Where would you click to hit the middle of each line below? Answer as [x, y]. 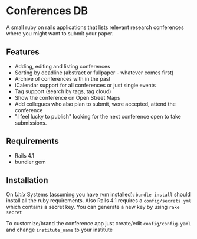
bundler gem [30, 162]
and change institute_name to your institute [60, 230]
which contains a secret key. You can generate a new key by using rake [93, 207]
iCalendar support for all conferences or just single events [85, 85]
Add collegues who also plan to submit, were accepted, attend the [95, 104]
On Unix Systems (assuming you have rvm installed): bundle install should [98, 194]
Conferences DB [47, 11]
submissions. [31, 123]
